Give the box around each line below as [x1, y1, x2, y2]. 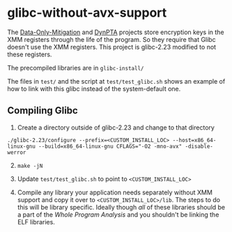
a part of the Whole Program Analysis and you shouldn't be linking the [17, 210, 219, 219]
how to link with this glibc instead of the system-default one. [7, 84, 181, 93]
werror [7, 148, 26, 156]
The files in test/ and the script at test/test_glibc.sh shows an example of [7, 77, 226, 85]
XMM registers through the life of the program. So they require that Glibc [7, 35, 216, 43]
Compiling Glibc [7, 105, 78, 116]
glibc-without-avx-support [7, 5, 167, 21]
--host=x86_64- [172, 137, 217, 144]
